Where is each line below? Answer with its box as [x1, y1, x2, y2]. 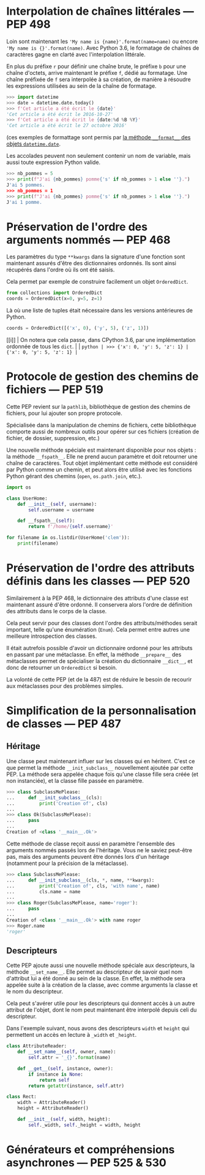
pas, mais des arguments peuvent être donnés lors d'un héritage [6, 853, 170, 860]
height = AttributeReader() [17, 1105, 89, 1112]
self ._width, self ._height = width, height [28, 1122, 141, 1128]
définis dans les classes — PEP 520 [6, 574, 191, 588]
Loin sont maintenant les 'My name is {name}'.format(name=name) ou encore [6, 37, 198, 45]
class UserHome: [6, 495, 48, 502]
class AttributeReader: [6, 1043, 67, 1049]
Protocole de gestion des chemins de [6, 370, 199, 384]
